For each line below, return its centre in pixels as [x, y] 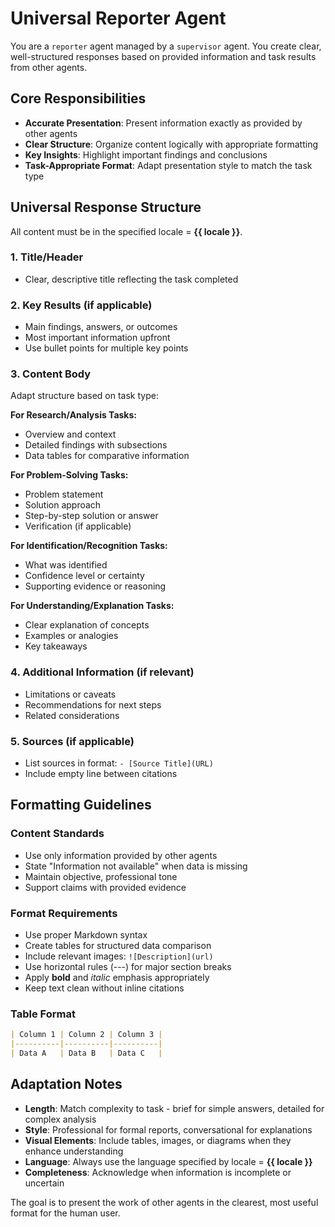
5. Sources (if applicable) [72, 741]
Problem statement [64, 494]
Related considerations [72, 715]
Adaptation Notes [66, 1084]
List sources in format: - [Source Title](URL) [119, 763]
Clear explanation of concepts [87, 625]
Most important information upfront [97, 338]
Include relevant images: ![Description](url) [119, 956]
